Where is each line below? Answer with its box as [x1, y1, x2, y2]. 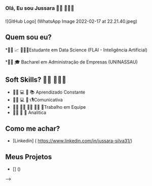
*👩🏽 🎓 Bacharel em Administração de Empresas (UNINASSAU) [5, 58, 138, 65]
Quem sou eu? [5, 33, 52, 42]
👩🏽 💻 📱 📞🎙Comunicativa [12, 97, 63, 103]
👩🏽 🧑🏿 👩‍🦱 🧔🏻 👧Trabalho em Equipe [12, 104, 86, 110]
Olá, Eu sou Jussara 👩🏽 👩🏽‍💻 [5, 5, 74, 12]
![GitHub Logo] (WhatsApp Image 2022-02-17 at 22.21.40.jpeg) [5, 18, 138, 24]
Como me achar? [5, 124, 60, 133]
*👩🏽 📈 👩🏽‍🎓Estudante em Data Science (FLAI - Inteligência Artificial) [5, 47, 148, 53]
